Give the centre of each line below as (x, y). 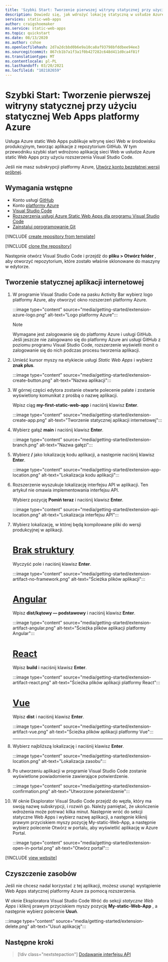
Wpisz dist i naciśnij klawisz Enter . (48, 717)
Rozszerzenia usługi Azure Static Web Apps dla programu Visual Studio (86, 216)
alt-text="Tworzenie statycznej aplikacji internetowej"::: (105, 420)
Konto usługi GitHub (33, 200)
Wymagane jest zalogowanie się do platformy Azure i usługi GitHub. (82, 334)
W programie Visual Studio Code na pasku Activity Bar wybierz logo (82, 294)
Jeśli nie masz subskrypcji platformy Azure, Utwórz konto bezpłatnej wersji (82, 167)
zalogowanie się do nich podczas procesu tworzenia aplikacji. (76, 350)
